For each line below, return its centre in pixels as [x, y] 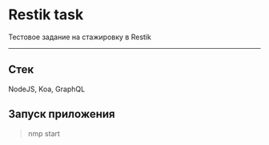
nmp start [44, 133]
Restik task [46, 15]
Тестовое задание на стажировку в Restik [80, 37]
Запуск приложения [62, 114]
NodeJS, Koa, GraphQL [47, 89]
